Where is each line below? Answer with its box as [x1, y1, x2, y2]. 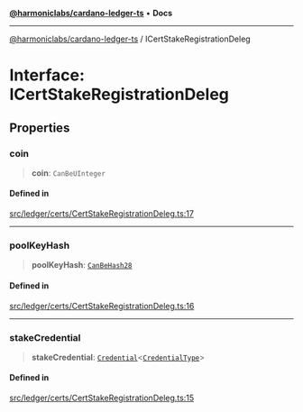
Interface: [9, 65, 86, 86]
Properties [9, 120, 70, 135]
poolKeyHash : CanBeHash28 [31, 260, 133, 270]
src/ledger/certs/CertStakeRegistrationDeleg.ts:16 [9, 300, 195, 311]
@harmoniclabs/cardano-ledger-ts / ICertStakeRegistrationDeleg [9, 33, 251, 44]
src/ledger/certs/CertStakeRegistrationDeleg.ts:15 [9, 392, 195, 404]
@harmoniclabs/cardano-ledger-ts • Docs [9, 8, 173, 18]
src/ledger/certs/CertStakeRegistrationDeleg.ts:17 [9, 208, 194, 219]
